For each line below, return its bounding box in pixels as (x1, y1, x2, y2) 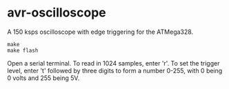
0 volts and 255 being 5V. (7, 74, 80, 82)
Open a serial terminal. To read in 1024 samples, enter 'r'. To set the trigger (7, 59, 220, 67)
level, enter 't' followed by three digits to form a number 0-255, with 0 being (7, 66, 223, 75)
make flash (7, 47, 39, 54)
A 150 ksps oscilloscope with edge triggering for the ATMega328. (7, 28, 194, 36)
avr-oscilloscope (7, 5, 106, 21)
